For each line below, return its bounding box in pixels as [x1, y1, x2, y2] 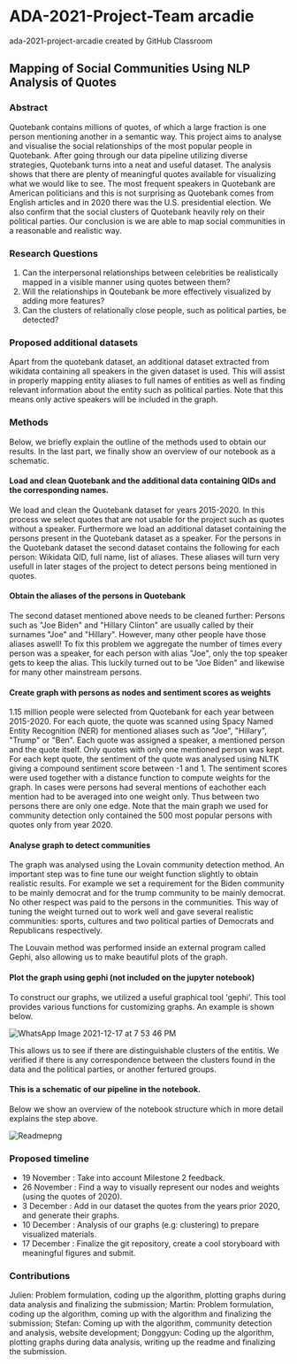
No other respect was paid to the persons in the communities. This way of [9, 897, 279, 908]
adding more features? [21, 295, 105, 306]
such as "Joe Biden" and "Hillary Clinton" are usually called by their [9, 620, 255, 630]
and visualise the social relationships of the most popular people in [9, 140, 253, 151]
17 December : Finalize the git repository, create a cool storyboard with [21, 1238, 280, 1249]
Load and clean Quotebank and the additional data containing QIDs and [9, 475, 277, 486]
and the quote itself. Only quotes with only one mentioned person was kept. [9, 744, 285, 755]
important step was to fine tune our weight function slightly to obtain [9, 869, 259, 880]
